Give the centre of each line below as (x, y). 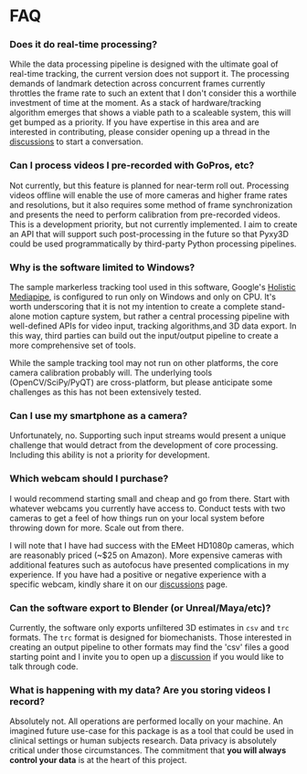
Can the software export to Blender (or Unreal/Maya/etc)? (140, 608)
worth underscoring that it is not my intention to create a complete (134, 307)
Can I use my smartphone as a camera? (99, 416)
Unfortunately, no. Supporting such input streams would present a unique (148, 435)
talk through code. (44, 666)
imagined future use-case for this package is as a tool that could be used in (152, 731)
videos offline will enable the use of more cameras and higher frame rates (148, 195)
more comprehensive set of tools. (73, 345)
